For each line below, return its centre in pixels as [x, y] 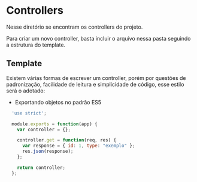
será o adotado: [26, 91]
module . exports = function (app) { [54, 124]
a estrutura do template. [36, 45]
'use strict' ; [29, 113]
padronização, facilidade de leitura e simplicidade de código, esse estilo [95, 84]
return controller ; [41, 168]
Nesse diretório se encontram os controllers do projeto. [75, 27]
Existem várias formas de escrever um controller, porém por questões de [96, 78]
